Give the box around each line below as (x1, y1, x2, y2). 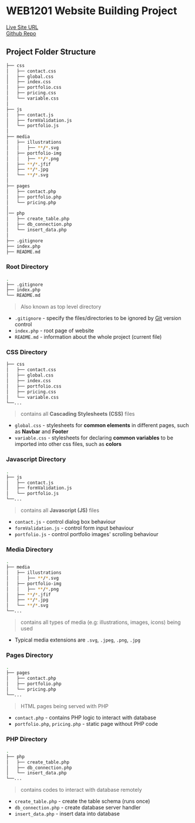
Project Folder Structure (6, 47, 96, 57)
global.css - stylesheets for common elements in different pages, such (14, 422, 189, 429)
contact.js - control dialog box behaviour (14, 518, 116, 525)
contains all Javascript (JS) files (20, 507, 100, 514)
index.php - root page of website (14, 327, 94, 334)
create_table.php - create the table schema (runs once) (14, 798, 150, 805)
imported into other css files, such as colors (14, 441, 122, 448)
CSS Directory (6, 348, 48, 356)
